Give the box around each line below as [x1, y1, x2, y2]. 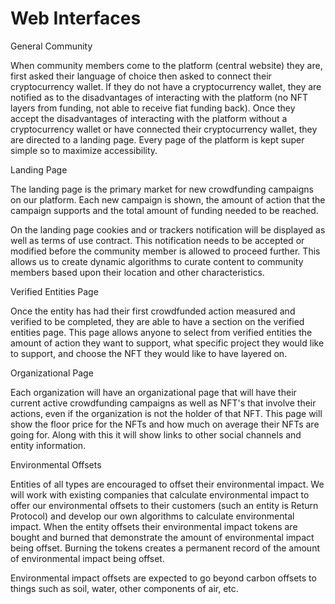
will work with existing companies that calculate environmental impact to [10, 488, 310, 501]
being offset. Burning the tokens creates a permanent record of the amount [10, 542, 320, 554]
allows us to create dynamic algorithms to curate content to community [10, 255, 304, 267]
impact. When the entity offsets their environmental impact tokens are [10, 520, 298, 532]
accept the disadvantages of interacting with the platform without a [10, 112, 288, 124]
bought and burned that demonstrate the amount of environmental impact [10, 531, 315, 543]
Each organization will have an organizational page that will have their [10, 386, 297, 398]
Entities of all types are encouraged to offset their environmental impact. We [10, 478, 325, 490]
